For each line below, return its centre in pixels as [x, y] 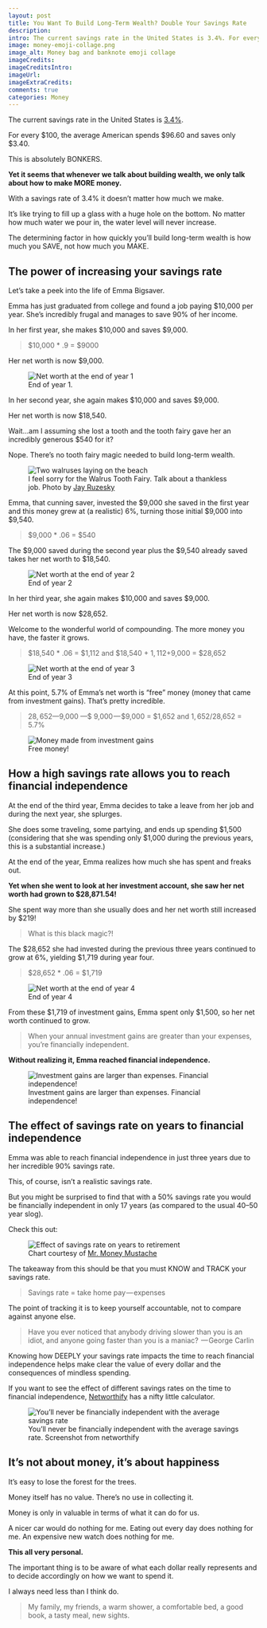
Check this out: [33, 1229]
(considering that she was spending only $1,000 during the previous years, [131, 838]
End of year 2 [50, 583]
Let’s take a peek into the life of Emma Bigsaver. [87, 291]
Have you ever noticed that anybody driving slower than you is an [135, 1332]
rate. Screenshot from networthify [84, 1437]
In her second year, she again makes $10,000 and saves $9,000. [114, 400]
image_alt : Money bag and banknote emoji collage [92, 53]
